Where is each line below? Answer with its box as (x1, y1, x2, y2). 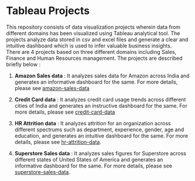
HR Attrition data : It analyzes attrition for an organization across (14, 119, 171, 127)
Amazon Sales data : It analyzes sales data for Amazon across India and (14, 72, 190, 79)
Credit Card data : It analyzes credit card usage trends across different (14, 95, 186, 103)
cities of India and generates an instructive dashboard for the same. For (14, 102, 187, 109)
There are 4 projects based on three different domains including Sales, (6, 48, 177, 55)
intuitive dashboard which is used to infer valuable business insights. (6, 42, 172, 49)
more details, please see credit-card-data (14, 108, 115, 115)
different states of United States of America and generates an (14, 156, 163, 163)
